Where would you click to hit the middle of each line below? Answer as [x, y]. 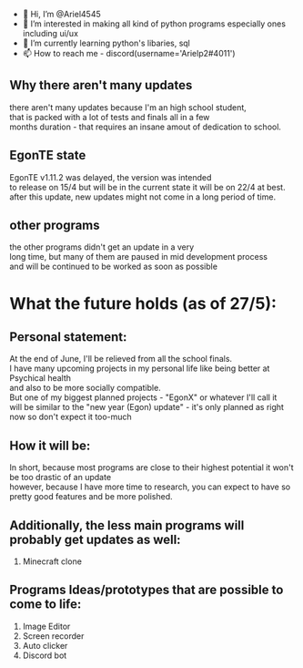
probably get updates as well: [95, 539]
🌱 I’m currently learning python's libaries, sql [106, 43]
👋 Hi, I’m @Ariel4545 [62, 14]
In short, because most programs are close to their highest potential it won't [151, 468]
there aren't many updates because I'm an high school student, [128, 107]
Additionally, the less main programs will [127, 525]
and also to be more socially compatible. [85, 388]
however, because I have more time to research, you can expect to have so [150, 487]
